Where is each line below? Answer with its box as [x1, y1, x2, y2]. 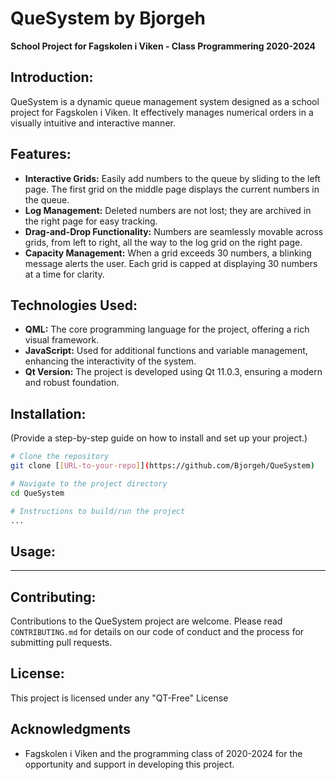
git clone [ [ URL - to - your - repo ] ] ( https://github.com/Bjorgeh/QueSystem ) [10, 461, 315, 471]
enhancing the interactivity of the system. [24, 355, 197, 367]
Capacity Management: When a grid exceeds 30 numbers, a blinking [24, 247, 312, 259]
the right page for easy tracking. [24, 215, 158, 227]
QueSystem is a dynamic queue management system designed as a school [10, 95, 320, 107]
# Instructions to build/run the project [10, 506, 186, 516]
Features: [10, 146, 72, 163]
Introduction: [10, 69, 94, 86]
